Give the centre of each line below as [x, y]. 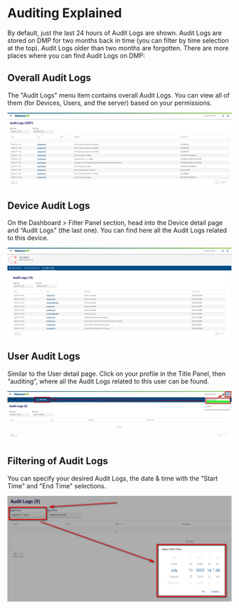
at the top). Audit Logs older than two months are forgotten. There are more [118, 48]
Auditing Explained [65, 13]
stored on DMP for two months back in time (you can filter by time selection [118, 40]
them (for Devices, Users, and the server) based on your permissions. [110, 103]
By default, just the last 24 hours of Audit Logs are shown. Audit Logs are [115, 33]
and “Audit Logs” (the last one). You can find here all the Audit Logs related [117, 230]
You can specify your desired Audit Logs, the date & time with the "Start [113, 478]
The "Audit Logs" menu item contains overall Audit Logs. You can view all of [118, 95]
